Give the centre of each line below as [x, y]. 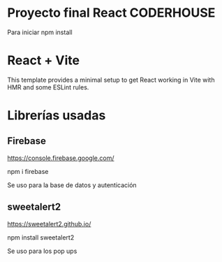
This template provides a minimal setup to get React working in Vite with [111, 80]
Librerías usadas [57, 116]
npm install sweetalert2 [41, 237]
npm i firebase [28, 171]
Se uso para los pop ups [42, 251]
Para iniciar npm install [40, 32]
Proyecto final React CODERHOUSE [111, 13]
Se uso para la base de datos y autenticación [72, 185]
